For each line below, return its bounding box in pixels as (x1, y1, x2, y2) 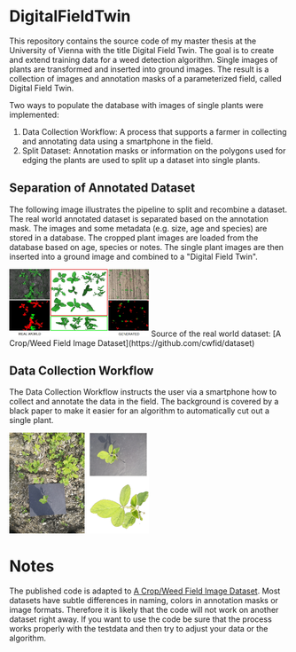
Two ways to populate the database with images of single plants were (9, 99, 264, 110)
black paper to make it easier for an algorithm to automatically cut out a (9, 405, 270, 416)
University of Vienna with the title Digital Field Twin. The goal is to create (9, 44, 275, 55)
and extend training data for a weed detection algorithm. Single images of (9, 54, 278, 65)
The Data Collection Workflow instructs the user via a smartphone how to (9, 387, 277, 397)
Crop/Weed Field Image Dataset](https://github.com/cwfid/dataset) (9, 337, 255, 348)
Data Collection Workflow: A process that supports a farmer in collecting (21, 126, 287, 137)
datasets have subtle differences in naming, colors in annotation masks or (9, 594, 279, 605)
